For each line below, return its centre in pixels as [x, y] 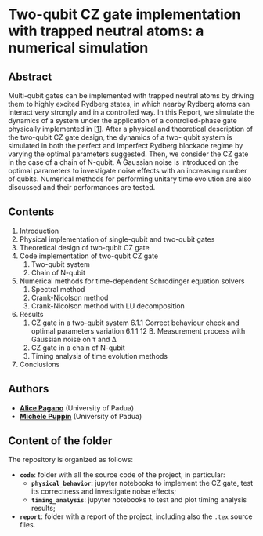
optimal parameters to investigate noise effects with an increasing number [128, 171]
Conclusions [40, 364]
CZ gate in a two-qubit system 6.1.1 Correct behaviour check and [135, 323]
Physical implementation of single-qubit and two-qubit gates [117, 239]
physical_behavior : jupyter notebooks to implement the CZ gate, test [142, 483]
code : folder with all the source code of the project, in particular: [122, 475]
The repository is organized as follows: [71, 460]
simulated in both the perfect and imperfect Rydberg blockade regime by [126, 146]
